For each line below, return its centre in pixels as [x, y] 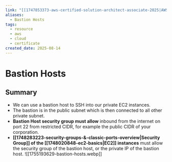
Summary [21, 93]
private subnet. [29, 115]
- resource [21, 29]
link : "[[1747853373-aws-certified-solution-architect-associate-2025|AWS [87, 10]
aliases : [15, 15]
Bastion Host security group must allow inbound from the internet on [86, 121]
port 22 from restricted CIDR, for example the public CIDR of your [82, 127]
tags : [11, 24]
